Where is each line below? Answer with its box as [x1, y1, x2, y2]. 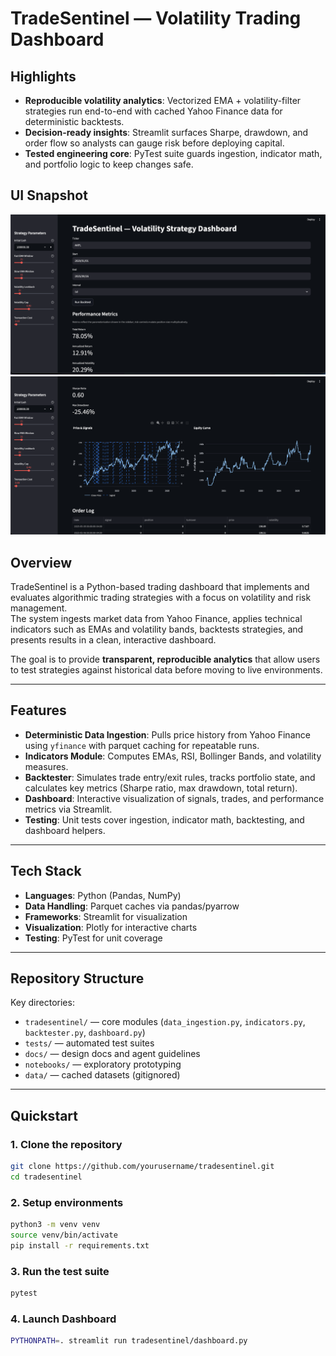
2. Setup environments [10, 1195, 124, 1209]
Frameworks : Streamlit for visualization [24, 910, 188, 922]
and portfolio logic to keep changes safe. [24, 158, 194, 170]
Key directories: [10, 997, 75, 1009]
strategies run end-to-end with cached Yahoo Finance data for [24, 105, 283, 117]
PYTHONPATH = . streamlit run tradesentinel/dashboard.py [10, 1336, 248, 1346]
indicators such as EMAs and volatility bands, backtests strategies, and [10, 623, 304, 636]
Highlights [10, 68, 77, 85]
